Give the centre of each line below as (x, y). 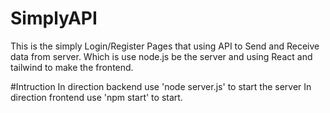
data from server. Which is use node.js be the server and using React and (161, 56)
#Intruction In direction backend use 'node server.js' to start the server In (161, 86)
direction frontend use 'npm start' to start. (96, 97)
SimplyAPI (54, 18)
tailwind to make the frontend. (72, 67)
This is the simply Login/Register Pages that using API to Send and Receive (165, 46)
